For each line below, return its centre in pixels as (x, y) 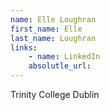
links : (24, 47)
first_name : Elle (46, 29)
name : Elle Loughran (53, 19)
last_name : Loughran (53, 38)
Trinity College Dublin (55, 94)
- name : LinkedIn (64, 57)
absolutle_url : (60, 66)
